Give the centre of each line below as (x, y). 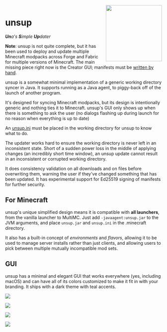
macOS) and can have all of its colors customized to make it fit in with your (82, 281)
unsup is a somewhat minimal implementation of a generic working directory (83, 82)
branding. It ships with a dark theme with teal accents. (61, 287)
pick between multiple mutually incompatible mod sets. (62, 248)
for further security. (25, 184)
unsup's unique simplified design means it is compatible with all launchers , (82, 212)
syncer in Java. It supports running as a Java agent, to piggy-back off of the (83, 87)
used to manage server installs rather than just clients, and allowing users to (83, 243)
